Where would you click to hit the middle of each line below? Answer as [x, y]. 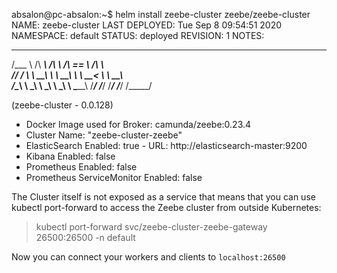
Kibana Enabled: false [70, 156]
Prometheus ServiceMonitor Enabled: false [114, 177]
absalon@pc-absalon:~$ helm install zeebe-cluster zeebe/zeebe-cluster [161, 14]
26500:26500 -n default [85, 237]
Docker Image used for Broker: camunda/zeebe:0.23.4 [138, 124]
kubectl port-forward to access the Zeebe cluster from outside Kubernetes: [166, 207]
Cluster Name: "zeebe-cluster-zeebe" [104, 135]
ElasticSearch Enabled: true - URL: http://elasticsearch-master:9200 [166, 145]
